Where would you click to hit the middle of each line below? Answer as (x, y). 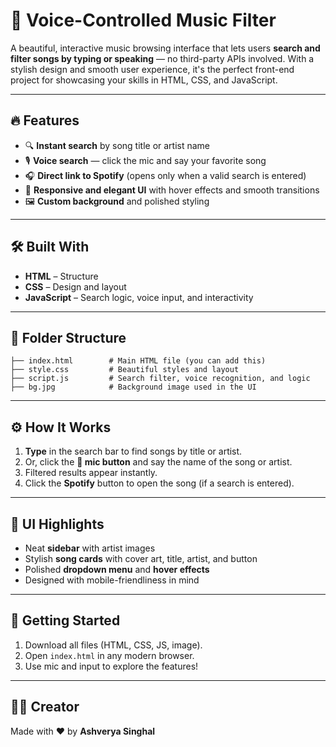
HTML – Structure (61, 276)
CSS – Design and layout (75, 286)
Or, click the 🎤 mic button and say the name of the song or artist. (158, 462)
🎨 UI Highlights (57, 524)
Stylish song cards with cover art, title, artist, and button (141, 558)
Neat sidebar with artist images (90, 548)
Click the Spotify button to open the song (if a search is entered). (159, 483)
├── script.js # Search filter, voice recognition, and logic (160, 379)
